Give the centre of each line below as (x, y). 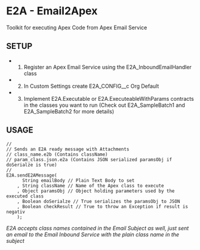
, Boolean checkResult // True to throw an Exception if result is (102, 206)
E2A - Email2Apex (52, 11)
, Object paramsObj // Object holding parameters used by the (96, 191)
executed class (25, 196)
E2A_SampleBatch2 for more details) (69, 111)
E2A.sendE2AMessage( (32, 175)
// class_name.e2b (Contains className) (57, 154)
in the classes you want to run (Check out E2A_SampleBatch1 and (104, 105)
